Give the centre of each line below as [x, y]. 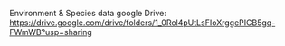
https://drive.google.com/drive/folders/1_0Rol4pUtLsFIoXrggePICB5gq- [142, 23]
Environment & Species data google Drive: [88, 13]
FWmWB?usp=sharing [51, 32]
